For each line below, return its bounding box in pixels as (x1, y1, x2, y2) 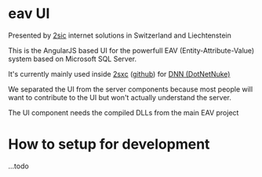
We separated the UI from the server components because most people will (8, 84, 253, 94)
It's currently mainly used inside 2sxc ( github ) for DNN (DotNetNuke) (8, 69, 231, 78)
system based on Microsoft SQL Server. (8, 54, 137, 63)
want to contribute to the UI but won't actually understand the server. (8, 92, 231, 102)
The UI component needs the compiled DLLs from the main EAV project (8, 107, 239, 117)
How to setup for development (8, 135, 210, 154)
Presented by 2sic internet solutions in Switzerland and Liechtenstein (8, 31, 231, 40)
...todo (8, 161, 29, 171)
